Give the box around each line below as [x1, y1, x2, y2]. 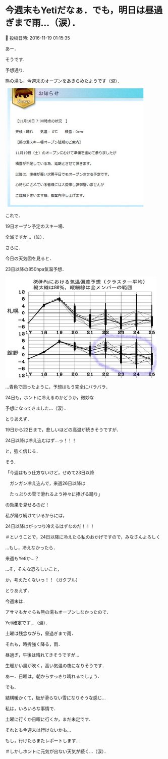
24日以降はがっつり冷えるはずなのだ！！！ [5, 523, 95, 529]
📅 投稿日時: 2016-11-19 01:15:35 [5, 35, 70, 41]
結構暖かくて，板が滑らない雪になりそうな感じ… [5, 694, 106, 700]
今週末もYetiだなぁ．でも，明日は [5, 5, 145, 16]
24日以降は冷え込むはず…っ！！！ [5, 437, 77, 443]
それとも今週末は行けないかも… [5, 727, 72, 733]
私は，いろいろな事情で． [5, 705, 59, 712]
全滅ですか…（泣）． [5, 234, 47, 240]
